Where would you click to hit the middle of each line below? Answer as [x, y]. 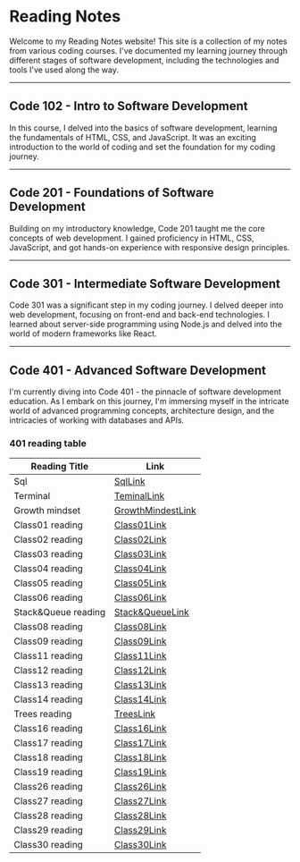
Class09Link [141, 641]
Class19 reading [48, 773]
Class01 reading [48, 525]
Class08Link [141, 627]
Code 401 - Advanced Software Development [137, 370]
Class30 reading [48, 845]
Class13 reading [48, 685]
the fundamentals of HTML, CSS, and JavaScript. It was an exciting [133, 137]
